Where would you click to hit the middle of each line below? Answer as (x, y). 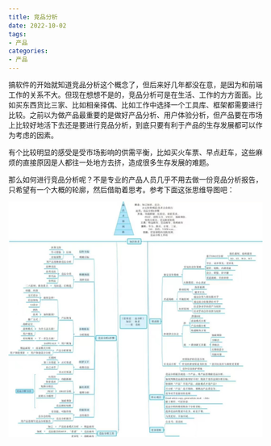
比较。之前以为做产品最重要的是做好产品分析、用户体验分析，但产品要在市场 (135, 115)
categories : (28, 51)
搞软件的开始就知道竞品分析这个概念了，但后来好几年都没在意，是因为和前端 (135, 84)
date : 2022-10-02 (38, 25)
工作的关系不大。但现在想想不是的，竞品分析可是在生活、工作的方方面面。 (132, 95)
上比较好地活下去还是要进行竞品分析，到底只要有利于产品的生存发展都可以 (132, 125)
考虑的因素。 (36, 135)
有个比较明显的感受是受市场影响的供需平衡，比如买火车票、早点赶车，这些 (132, 152)
